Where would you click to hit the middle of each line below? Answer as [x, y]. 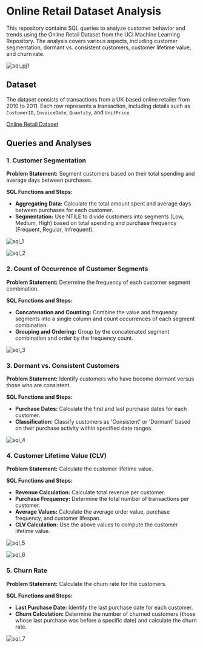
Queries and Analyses [49, 143]
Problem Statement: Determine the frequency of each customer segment [98, 282]
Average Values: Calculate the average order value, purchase [92, 512]
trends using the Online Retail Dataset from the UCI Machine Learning [93, 34]
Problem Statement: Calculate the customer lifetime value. [80, 469]
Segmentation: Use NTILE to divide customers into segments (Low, [99, 216]
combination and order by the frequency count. [74, 338]
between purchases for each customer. [64, 210]
